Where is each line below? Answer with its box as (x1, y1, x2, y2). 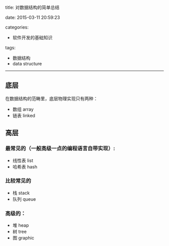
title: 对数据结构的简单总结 (5, 5, 60, 10)
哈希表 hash (12, 163, 38, 170)
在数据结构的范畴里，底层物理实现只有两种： (5, 95, 98, 102)
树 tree (12, 228, 27, 235)
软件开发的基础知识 (12, 35, 53, 40)
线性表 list (12, 157, 34, 163)
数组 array (12, 106, 34, 112)
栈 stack (12, 190, 30, 196)
